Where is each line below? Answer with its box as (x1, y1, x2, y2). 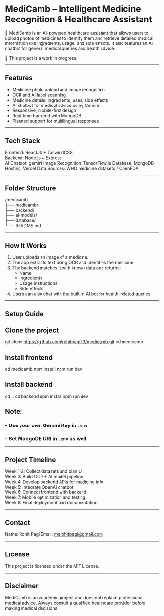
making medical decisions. (5, 605, 59, 611)
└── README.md (5, 223, 41, 229)
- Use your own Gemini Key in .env (5, 422, 88, 429)
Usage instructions (19, 280, 58, 286)
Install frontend (5, 353, 53, 361)
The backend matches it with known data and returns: (12, 265, 121, 271)
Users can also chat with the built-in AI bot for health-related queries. (12, 291, 152, 297)
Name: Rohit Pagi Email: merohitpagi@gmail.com (5, 531, 103, 537)
